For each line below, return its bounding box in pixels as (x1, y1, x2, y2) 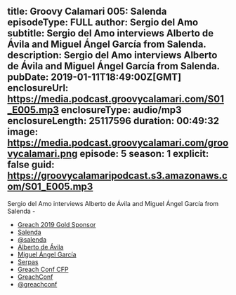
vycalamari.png (7, 148, 78, 160)
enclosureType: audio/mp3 (60, 104, 182, 116)
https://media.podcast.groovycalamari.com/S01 (7, 93, 225, 105)
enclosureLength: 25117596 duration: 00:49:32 (7, 115, 220, 127)
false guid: (7, 159, 55, 171)
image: (7, 126, 39, 138)
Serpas (17, 257, 39, 266)
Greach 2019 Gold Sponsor (17, 220, 96, 228)
